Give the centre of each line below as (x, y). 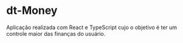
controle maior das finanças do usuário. (56, 33)
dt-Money (32, 11)
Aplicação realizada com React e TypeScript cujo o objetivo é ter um (92, 27)
